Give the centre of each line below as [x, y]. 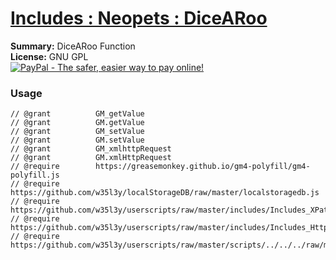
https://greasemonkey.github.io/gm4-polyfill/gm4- [203, 167]
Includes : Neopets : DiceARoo [139, 18]
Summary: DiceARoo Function [73, 46]
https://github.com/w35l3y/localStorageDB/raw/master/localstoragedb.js [165, 193]
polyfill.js [35, 175]
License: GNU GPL [49, 56]
